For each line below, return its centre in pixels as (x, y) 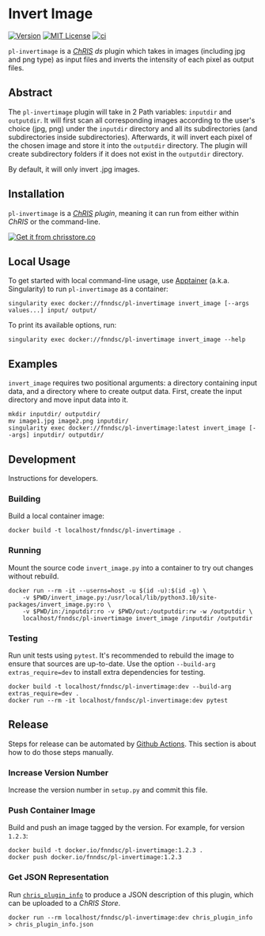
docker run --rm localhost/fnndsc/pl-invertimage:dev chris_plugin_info (131, 917)
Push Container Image (52, 810)
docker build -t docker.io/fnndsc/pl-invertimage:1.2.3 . (106, 851)
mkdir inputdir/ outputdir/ (55, 415)
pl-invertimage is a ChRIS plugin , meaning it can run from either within (124, 213)
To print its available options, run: (62, 325)
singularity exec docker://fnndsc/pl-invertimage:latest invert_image (127, 428)
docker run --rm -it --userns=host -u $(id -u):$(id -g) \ (108, 590)
